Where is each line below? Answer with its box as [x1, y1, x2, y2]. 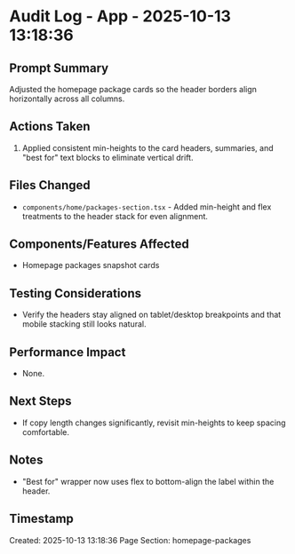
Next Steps [9, 393, 72, 409]
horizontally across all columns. [9, 93, 125, 104]
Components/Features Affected [9, 237, 189, 252]
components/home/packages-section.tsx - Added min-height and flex [21, 202, 272, 212]
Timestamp [9, 511, 74, 526]
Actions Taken [9, 119, 91, 134]
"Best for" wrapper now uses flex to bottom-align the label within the [21, 476, 275, 487]
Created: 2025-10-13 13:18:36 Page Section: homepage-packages [9, 534, 251, 545]
